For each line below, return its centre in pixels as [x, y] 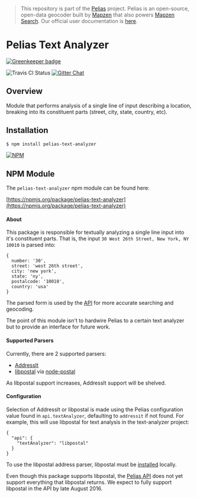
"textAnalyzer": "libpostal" [53, 443]
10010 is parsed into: [31, 245]
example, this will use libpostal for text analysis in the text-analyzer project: [98, 422]
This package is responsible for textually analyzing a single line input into [95, 232]
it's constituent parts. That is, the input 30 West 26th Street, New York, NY [98, 239]
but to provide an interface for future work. [58, 327]
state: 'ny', [28, 276]
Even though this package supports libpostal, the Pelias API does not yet [95, 476]
